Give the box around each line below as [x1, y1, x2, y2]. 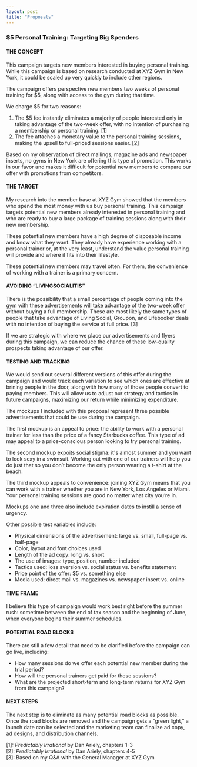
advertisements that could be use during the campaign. [6, 414, 141, 421]
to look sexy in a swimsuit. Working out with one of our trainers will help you [6, 455, 191, 462]
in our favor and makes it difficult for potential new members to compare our [6, 163, 191, 170]
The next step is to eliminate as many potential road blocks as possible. [6, 711, 179, 718]
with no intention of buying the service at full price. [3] [6, 320, 138, 328]
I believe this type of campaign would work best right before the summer [6, 603, 183, 610]
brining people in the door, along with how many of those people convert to [6, 383, 189, 391]
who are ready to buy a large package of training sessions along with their [6, 214, 186, 221]
